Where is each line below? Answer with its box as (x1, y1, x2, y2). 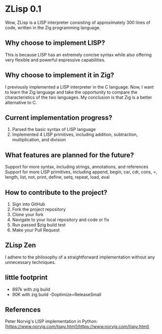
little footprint (5, 274, 48, 282)
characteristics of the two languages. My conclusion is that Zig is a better (5, 94, 152, 100)
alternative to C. (5, 99, 37, 105)
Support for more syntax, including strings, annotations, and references (5, 164, 148, 170)
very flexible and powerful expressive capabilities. (5, 57, 106, 63)
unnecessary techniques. (5, 259, 56, 265)
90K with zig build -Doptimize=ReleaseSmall (12, 291, 102, 297)
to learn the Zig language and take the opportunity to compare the (5, 89, 138, 95)
